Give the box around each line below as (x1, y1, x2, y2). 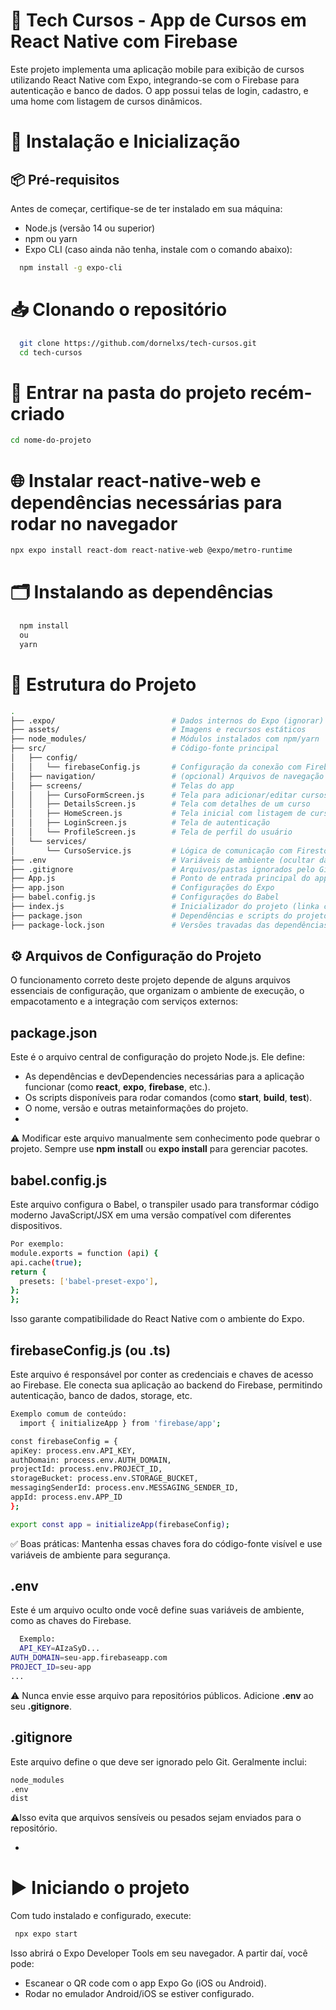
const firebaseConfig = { (10, 1436, 118, 1446)
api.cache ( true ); (10, 1257, 83, 1268)
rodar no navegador (10, 512, 178, 535)
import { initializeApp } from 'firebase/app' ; (19, 1418, 222, 1428)
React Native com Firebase (10, 30, 238, 53)
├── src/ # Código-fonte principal (10, 744, 280, 754)
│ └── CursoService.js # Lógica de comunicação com (10, 845, 293, 856)
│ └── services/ (10, 836, 87, 846)
